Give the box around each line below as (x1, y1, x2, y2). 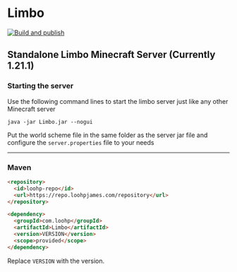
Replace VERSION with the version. (7, 256, 105, 265)
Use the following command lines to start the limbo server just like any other (7, 97, 229, 105)
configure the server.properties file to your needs (7, 138, 154, 146)
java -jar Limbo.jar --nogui (7, 118, 93, 125)
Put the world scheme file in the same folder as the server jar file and (7, 131, 208, 139)
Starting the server (7, 81, 74, 91)
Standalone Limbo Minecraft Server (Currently (7, 49, 216, 61)
